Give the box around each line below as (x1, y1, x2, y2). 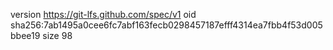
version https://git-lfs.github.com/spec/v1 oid (10, 9, 197, 20)
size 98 (42, 30, 73, 41)
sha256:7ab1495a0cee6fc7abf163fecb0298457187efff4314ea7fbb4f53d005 (10, 19, 323, 31)
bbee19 (10, 30, 41, 41)
